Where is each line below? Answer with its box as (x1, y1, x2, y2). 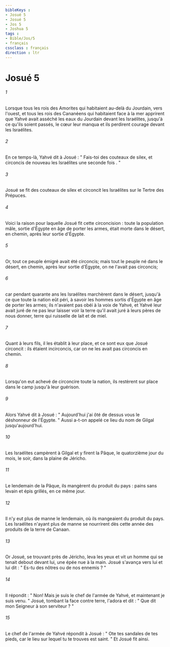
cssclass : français (5, 45, 49, 50)
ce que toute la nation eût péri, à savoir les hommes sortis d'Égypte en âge (5, 296, 162, 302)
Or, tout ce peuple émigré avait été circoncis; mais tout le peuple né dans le (5, 258, 163, 264)
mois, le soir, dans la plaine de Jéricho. (5, 455, 87, 461)
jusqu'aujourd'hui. (5, 422, 43, 428)
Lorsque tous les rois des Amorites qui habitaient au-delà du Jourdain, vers (5, 105, 162, 111)
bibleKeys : (5, 7, 30, 13)
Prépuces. (5, 192, 27, 199)
